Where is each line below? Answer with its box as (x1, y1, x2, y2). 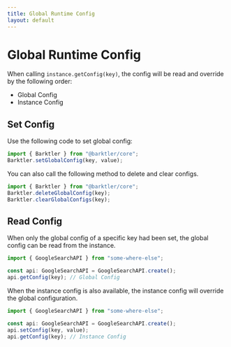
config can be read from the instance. (7, 242, 117, 250)
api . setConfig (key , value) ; (7, 326, 89, 334)
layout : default (7, 17, 54, 24)
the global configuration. (7, 294, 78, 302)
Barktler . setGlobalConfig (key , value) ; (7, 157, 124, 164)
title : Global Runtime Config (7, 10, 96, 17)
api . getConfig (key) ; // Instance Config (7, 333, 127, 340)
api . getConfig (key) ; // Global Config (7, 274, 120, 281)
